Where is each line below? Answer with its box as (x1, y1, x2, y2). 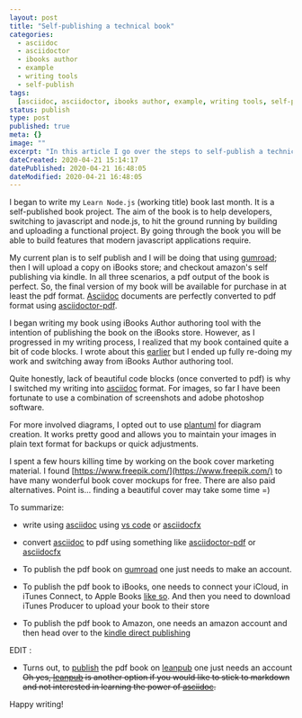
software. (9, 402, 45, 413)
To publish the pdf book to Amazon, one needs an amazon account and (22, 618, 288, 629)
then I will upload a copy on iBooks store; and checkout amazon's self (9, 262, 268, 273)
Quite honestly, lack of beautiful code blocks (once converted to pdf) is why (9, 373, 291, 384)
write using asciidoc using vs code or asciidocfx (22, 519, 201, 531)
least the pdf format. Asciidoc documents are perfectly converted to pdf (9, 291, 277, 301)
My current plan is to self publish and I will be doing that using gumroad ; (9, 253, 277, 264)
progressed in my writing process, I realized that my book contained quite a (9, 337, 289, 347)
